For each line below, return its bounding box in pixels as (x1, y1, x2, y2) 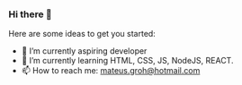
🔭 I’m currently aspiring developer (21, 46, 148, 56)
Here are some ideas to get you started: (8, 29, 157, 39)
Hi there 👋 (8, 8, 53, 21)
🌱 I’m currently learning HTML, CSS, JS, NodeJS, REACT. (21, 55, 234, 66)
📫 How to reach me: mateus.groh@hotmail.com (21, 65, 201, 76)
